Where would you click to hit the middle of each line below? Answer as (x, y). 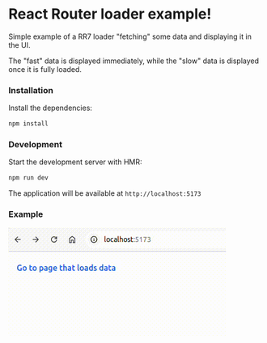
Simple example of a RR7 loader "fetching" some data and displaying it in (130, 36)
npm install (28, 124)
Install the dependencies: (51, 108)
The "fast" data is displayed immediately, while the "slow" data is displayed (134, 61)
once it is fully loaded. (45, 69)
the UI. (19, 44)
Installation (31, 90)
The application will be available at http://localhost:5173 (105, 193)
